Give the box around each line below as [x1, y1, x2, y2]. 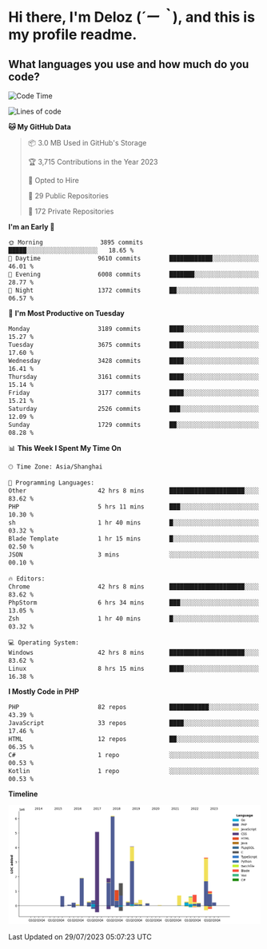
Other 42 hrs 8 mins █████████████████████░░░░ [8, 487, 260, 495]
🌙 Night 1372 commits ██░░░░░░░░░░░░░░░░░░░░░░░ [8, 286, 260, 294]
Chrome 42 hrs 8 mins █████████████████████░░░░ [8, 583, 260, 591]
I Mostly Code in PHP [8, 687, 80, 696]
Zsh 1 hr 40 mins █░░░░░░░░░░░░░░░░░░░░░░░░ [8, 615, 260, 623]
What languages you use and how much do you [8, 58, 249, 71]
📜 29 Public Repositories [27, 191, 110, 201]
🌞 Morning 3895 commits [8, 238, 144, 246]
